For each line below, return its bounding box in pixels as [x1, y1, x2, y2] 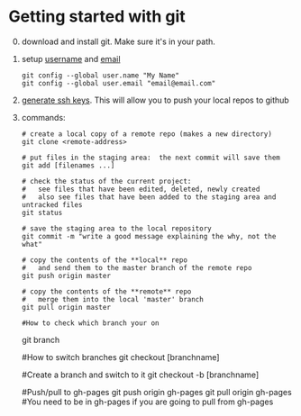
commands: [21, 112, 66, 122]
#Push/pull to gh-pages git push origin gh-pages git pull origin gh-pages [21, 386, 292, 397]
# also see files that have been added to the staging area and [21, 192, 277, 202]
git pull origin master [21, 303, 112, 312]
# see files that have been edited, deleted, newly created [21, 185, 260, 194]
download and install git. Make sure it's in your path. [21, 36, 215, 47]
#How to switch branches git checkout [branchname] [21, 351, 220, 362]
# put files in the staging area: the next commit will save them [21, 153, 280, 162]
